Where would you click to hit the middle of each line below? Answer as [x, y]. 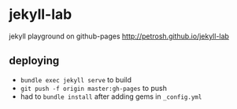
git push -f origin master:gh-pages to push [94, 88]
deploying [34, 61]
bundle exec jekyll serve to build [76, 79]
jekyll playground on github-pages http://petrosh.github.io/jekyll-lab [119, 36]
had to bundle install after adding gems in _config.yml [111, 96]
